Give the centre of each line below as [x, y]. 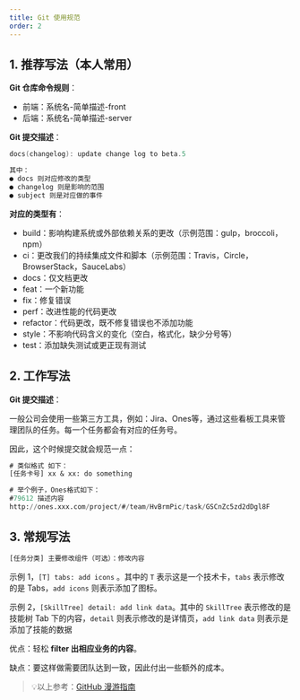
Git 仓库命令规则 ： [43, 88]
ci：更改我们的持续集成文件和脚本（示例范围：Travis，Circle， [137, 255]
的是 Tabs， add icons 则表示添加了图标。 [86, 588]
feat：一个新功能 [53, 289]
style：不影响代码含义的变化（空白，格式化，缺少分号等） [129, 334]
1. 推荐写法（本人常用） [74, 64]
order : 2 [26, 26]
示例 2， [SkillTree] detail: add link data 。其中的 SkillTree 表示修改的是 [150, 607]
